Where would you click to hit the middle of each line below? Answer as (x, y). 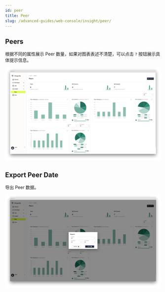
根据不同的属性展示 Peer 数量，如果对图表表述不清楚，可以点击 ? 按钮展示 (81, 54)
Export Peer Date (32, 175)
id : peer (14, 10)
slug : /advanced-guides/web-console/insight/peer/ (58, 21)
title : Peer (17, 16)
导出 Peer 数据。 (22, 187)
